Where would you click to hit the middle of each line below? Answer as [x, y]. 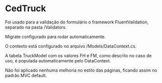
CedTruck [26, 9]
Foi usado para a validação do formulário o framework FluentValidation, [77, 22]
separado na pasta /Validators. [36, 27]
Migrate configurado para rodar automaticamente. [55, 37]
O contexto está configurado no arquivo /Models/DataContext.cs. [71, 46]
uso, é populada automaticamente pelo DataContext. [58, 61]
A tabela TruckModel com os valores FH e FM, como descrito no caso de [79, 55]
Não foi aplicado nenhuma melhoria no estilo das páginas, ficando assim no [81, 70]
